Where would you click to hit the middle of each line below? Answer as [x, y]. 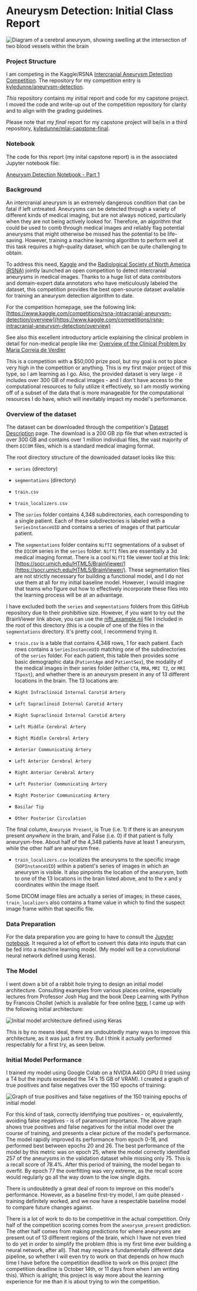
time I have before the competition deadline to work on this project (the [92, 1263]
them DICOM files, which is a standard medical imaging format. [80, 446]
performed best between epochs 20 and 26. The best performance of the [96, 1146]
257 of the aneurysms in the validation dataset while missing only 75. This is [98, 1158]
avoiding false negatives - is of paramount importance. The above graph [94, 1121]
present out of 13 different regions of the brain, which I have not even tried [96, 1238]
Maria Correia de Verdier [36, 350]
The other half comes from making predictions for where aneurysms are [94, 1231]
